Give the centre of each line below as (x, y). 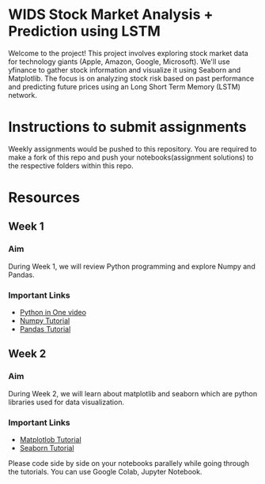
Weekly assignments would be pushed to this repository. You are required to (132, 148)
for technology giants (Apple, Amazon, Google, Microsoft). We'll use (119, 62)
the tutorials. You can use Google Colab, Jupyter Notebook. (105, 472)
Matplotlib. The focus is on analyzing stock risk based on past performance (131, 78)
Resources (44, 198)
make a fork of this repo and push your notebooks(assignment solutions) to (131, 157)
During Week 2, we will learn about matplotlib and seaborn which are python (133, 393)
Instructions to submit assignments (127, 127)
